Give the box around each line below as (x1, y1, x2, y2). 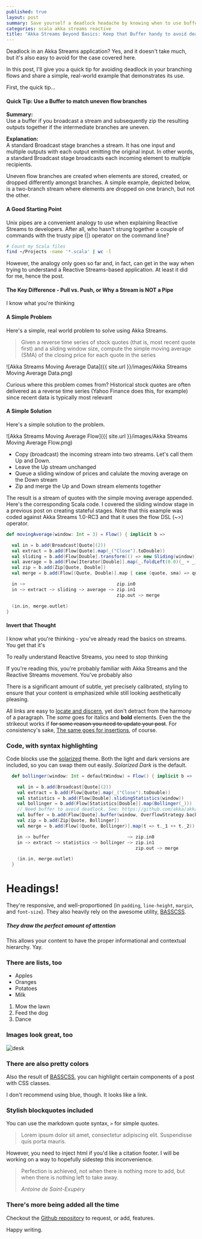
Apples (14, 972, 33, 979)
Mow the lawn (14, 1003, 50, 1010)
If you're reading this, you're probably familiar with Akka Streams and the (6, 665, 188, 672)
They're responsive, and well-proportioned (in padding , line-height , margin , (6, 902, 194, 909)
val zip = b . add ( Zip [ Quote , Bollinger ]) (17, 817, 120, 824)
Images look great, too (6, 1031, 73, 1039)
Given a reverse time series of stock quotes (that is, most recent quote (20, 338, 196, 346)
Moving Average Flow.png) (6, 438, 73, 446)
